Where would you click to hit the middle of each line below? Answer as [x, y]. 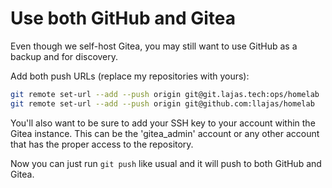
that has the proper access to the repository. [102, 144]
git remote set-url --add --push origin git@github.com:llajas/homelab [162, 103]
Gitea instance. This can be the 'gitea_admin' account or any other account [165, 133]
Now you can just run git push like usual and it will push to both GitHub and [166, 163]
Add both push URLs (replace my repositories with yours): [130, 76]
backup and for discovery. [64, 56]
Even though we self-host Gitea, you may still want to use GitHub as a [154, 46]
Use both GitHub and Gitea [123, 18]
